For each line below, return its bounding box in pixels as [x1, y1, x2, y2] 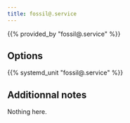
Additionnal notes [7, 89, 87, 101]
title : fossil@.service [7, 10, 77, 18]
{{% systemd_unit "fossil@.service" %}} [7, 68, 124, 77]
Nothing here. [7, 108, 47, 116]
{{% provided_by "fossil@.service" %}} [7, 30, 121, 38]
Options [7, 50, 44, 62]
